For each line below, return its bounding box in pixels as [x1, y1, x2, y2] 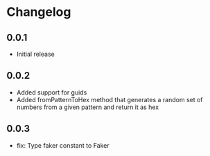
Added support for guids [16, 88, 87, 97]
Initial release [16, 50, 55, 58]
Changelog [6, 4, 71, 20]
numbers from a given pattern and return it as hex [16, 103, 159, 111]
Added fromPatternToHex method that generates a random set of [16, 95, 203, 104]
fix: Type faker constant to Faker [16, 141, 110, 149]
